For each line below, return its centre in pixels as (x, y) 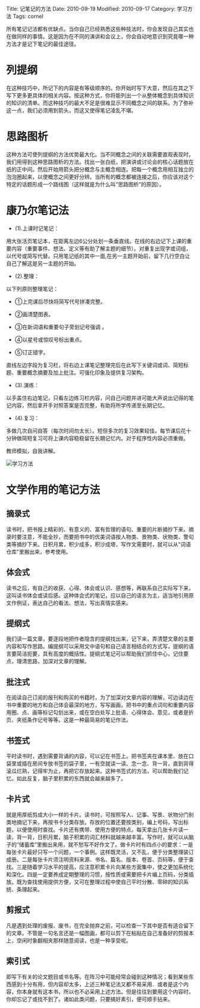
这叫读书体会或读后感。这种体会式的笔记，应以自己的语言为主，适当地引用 (97, 595)
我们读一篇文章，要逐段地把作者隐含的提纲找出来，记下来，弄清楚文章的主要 (100, 639)
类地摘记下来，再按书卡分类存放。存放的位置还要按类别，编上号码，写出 (95, 822)
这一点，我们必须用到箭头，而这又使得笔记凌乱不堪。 (71, 110)
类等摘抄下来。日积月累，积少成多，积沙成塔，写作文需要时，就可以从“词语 (99, 544)
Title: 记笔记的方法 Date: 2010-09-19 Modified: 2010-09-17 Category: (91, 9)
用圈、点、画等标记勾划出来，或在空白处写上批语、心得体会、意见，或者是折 (100, 712)
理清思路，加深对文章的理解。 (53, 661)
